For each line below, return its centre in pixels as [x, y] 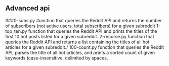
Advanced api [28, 8]
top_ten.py [16, 31]
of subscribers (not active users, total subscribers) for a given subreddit [80, 26]
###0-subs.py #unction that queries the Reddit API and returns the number [84, 20]
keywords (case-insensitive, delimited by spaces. [57, 58]
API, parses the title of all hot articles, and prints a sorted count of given [80, 52]
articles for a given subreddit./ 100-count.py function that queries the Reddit [85, 47]
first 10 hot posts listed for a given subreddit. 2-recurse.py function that [80, 36]
